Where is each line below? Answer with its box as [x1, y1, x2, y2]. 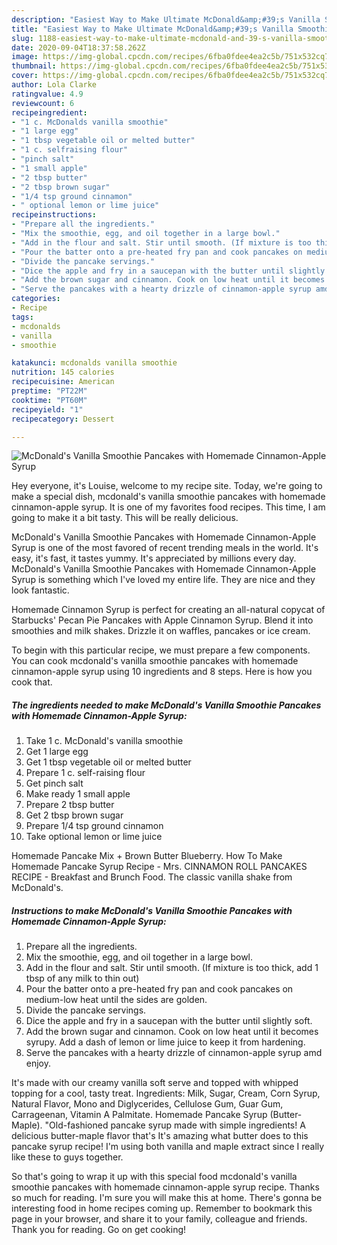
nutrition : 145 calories [11, 367, 115, 378]
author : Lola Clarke [11, 80, 98, 90]
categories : [11, 294, 61, 304]
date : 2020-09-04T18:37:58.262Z [11, 42, 146, 53]
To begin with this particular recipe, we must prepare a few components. [11, 644, 311, 656]
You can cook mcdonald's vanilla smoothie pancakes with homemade [11, 655, 299, 667]
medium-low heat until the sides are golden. [25, 994, 208, 1006]
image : [11, 52, 39, 62]
